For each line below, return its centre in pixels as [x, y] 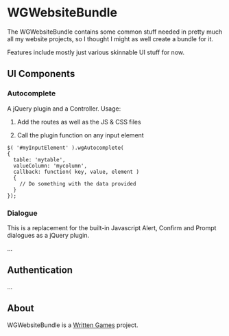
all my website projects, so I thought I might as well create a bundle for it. [110, 38]
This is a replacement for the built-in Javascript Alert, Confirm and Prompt [112, 227]
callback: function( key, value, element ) [76, 172]
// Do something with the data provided [78, 183]
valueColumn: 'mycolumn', [50, 166]
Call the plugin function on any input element [80, 135]
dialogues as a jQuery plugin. [48, 235]
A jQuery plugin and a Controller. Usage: [64, 109]
